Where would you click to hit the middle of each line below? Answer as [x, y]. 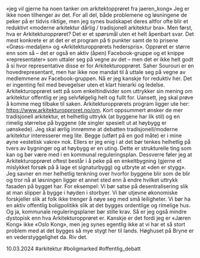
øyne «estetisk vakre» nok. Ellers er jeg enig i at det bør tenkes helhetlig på [99, 142]
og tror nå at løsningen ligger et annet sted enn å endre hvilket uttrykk [92, 180]
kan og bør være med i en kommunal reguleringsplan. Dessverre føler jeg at [99, 154]
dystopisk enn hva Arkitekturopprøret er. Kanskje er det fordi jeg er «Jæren [99, 218]
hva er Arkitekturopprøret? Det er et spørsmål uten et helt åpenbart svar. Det [100, 34]
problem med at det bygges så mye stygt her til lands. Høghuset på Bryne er [100, 231]
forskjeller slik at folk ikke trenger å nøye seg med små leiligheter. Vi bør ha [99, 199]
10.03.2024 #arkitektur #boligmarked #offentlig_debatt [74, 248]
